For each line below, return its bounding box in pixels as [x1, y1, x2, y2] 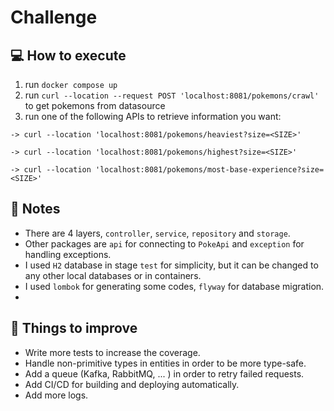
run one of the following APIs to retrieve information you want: [24, 111, 282, 122]
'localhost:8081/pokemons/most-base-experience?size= [95, 165, 325, 175]
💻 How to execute [10, 47, 127, 64]
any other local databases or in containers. [24, 269, 202, 281]
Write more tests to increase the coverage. [24, 346, 201, 358]
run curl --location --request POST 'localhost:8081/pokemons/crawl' [24, 89, 320, 101]
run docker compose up [24, 79, 118, 90]
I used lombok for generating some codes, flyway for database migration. [24, 280, 325, 292]
